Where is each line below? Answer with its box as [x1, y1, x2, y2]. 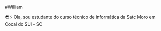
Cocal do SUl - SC [5, 21, 43, 27]
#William [5, 4, 23, 10]
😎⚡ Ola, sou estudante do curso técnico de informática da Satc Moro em [5, 14, 156, 20]
